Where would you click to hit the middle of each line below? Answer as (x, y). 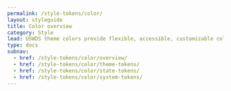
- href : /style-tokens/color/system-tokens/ (78, 77)
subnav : (18, 52)
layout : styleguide (35, 20)
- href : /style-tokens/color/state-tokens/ (76, 70)
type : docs (23, 45)
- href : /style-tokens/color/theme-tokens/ (76, 64)
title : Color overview (40, 26)
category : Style (30, 32)
